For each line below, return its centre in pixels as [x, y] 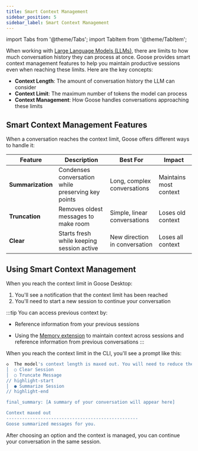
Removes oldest [81, 209]
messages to [76, 216]
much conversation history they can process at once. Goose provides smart [98, 57]
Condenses [74, 170]
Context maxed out [29, 413]
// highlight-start [30, 381]
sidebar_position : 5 [32, 17]
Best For [131, 160]
